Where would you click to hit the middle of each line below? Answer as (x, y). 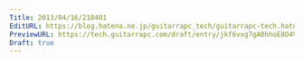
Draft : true (32, 43)
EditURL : (26, 26)
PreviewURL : (32, 34)
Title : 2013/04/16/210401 (58, 17)
